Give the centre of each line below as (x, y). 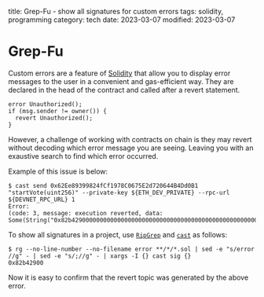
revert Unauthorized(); (54, 118)
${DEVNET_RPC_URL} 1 (42, 200)
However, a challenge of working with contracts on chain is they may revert (130, 139)
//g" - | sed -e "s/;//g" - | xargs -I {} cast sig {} (100, 256)
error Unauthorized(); (45, 104)
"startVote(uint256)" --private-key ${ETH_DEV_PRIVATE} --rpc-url (119, 192)
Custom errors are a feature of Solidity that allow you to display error (119, 73)
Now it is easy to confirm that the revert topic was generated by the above (128, 277)
